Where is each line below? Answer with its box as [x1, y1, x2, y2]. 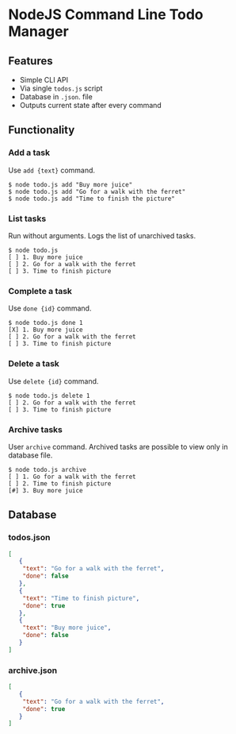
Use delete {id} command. [8, 376, 99, 386]
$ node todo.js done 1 [8, 319, 83, 327]
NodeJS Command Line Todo [8, 6, 204, 24]
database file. [8, 450, 53, 460]
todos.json [8, 532, 51, 543]
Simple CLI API [19, 75, 69, 84]
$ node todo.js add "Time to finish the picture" [8, 195, 176, 203]
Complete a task [8, 285, 73, 296]
